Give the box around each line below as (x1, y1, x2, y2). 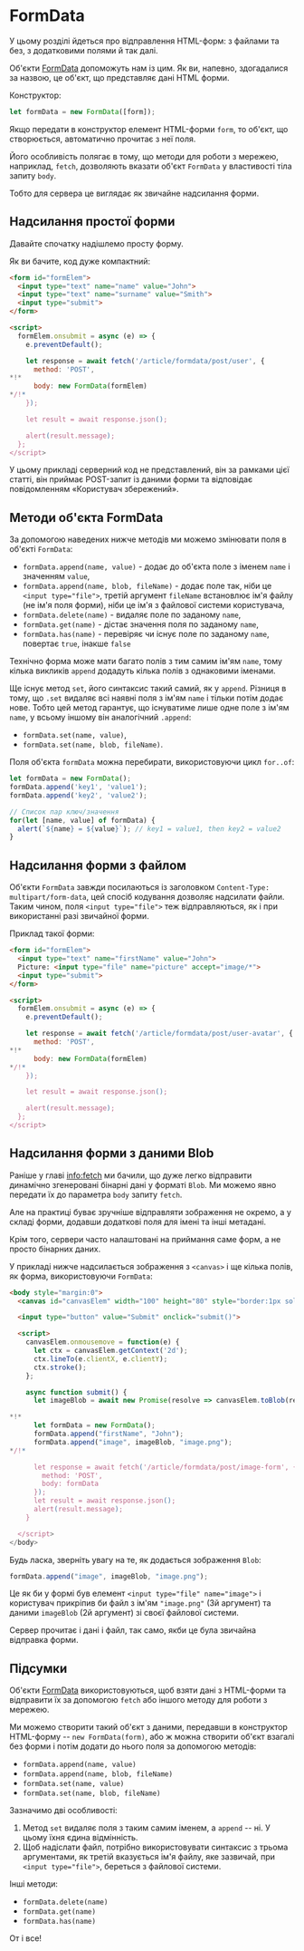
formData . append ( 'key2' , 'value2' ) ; (9, 790, 147, 800)
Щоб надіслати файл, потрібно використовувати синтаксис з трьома (22, 1841, 289, 1853)
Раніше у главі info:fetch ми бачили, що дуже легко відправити (9, 1170, 252, 1181)
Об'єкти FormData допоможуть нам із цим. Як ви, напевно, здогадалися (9, 63, 289, 73)
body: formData (42, 1479, 100, 1489)
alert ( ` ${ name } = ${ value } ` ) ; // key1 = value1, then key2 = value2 (17, 824, 281, 834)
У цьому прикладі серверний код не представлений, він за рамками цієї (9, 464, 290, 476)
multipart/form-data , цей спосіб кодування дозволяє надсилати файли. (9, 892, 285, 903)
